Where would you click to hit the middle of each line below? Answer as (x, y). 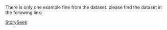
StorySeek (16, 22)
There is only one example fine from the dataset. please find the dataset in (84, 7)
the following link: (24, 12)
